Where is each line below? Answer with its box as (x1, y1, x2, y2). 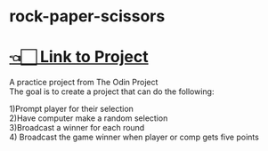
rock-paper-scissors (9, 6, 166, 27)
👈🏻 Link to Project (9, 47, 149, 68)
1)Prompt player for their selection (9, 104, 134, 115)
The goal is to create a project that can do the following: (9, 86, 215, 97)
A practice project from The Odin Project (9, 77, 158, 88)
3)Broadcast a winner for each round (9, 123, 145, 133)
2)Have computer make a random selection (9, 113, 168, 123)
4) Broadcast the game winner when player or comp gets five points (9, 131, 260, 143)
